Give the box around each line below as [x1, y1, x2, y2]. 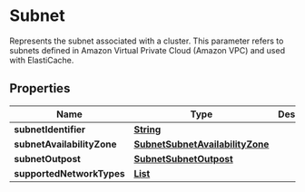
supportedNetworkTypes [14, 167, 125, 179]
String [133, 123, 162, 136]
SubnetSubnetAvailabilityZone [133, 138, 270, 150]
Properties [9, 81, 71, 96]
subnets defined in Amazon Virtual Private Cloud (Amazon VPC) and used [9, 44, 286, 55]
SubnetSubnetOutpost [133, 152, 233, 165]
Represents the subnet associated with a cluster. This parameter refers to [9, 35, 284, 46]
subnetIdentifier [14, 123, 86, 136]
